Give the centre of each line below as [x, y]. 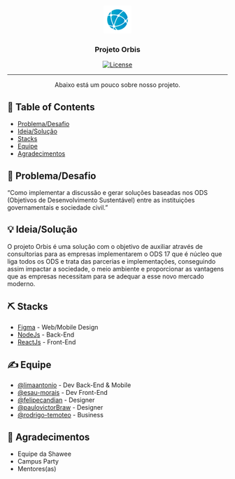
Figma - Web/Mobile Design [58, 327]
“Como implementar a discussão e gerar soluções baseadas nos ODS [108, 192]
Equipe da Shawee [44, 454]
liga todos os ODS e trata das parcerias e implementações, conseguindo [112, 261]
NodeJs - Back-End [46, 335]
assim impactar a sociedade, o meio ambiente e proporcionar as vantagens [116, 269]
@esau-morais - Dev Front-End [63, 393]
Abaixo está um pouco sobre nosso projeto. [117, 85]
